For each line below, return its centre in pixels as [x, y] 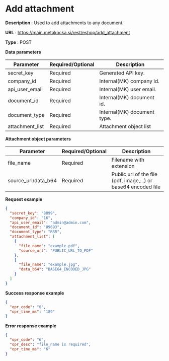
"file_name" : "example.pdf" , [49, 246]
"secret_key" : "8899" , [33, 213]
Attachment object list [125, 126]
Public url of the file [134, 174]
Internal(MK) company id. [130, 81]
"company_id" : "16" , [31, 218]
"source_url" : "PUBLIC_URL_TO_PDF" [56, 250]
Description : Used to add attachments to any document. [65, 23]
